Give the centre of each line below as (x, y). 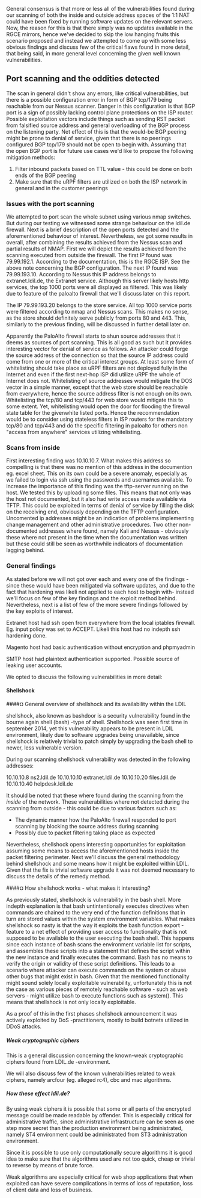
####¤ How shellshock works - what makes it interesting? (79, 888)
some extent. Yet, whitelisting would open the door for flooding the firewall (98, 406)
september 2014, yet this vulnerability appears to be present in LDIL (90, 728)
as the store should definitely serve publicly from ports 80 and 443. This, (97, 318)
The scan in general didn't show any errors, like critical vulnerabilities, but (97, 93)
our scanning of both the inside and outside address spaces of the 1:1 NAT (98, 15)
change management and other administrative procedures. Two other (92, 525)
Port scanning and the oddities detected (83, 79)
